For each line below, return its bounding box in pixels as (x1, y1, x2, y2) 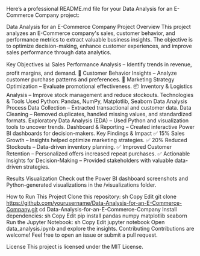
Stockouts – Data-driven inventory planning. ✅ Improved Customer (6, 143, 172, 150)
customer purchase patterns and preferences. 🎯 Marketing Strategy (6, 76, 175, 83)
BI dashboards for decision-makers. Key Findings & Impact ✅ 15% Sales (6, 130, 185, 137)
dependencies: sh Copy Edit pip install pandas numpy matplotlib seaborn (6, 212, 188, 219)
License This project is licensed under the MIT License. (6, 243, 143, 250)
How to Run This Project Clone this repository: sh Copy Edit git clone (6, 193, 177, 200)
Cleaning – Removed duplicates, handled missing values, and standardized (6, 111, 192, 117)
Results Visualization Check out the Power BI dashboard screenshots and (6, 175, 189, 182)
